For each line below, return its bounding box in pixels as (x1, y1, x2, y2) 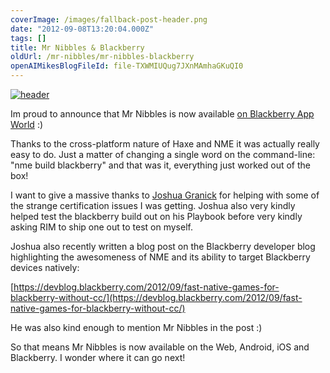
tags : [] (10, 33, 47, 43)
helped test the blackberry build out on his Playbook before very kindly (10, 211, 303, 222)
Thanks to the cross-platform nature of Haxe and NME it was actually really (10, 138, 320, 150)
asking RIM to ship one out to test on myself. (10, 221, 193, 233)
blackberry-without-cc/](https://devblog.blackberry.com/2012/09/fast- (10, 292, 303, 303)
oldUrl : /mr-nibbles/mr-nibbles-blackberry (10, 52, 195, 62)
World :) (10, 119, 44, 130)
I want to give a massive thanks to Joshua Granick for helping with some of (10, 189, 320, 201)
